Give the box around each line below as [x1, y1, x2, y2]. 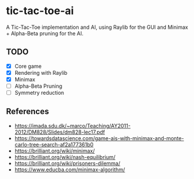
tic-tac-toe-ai [6, 4, 74, 18]
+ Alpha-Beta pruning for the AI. [6, 29, 84, 37]
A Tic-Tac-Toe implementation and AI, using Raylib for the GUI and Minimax [6, 24, 189, 31]
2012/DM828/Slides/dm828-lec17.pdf [14, 128, 105, 135]
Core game [14, 62, 42, 69]
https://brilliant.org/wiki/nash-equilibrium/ [14, 153, 116, 160]
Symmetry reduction [14, 89, 64, 96]
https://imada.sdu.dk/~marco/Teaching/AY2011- [14, 122, 131, 129]
